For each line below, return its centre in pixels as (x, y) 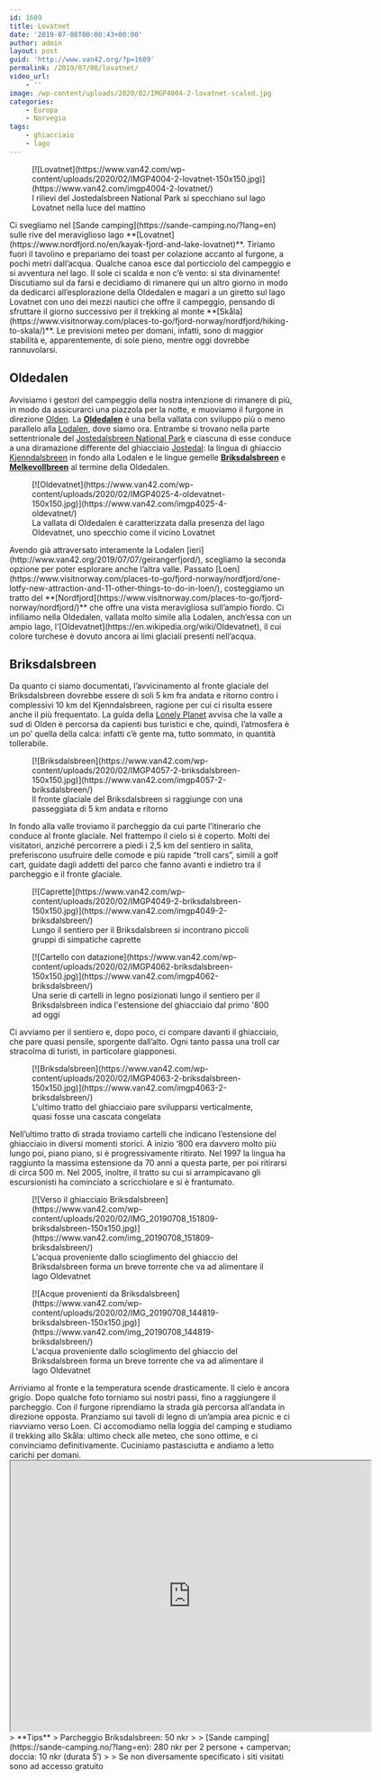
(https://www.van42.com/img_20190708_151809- (123, 1238)
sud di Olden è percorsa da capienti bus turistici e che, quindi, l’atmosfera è (150, 724)
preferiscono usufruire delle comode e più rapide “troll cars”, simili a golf (144, 855)
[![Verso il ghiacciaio (70, 1200)
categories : (32, 101)
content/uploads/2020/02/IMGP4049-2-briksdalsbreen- (136, 901)
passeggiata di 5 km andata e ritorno (100, 809)
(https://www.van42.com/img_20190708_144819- (123, 1333)
